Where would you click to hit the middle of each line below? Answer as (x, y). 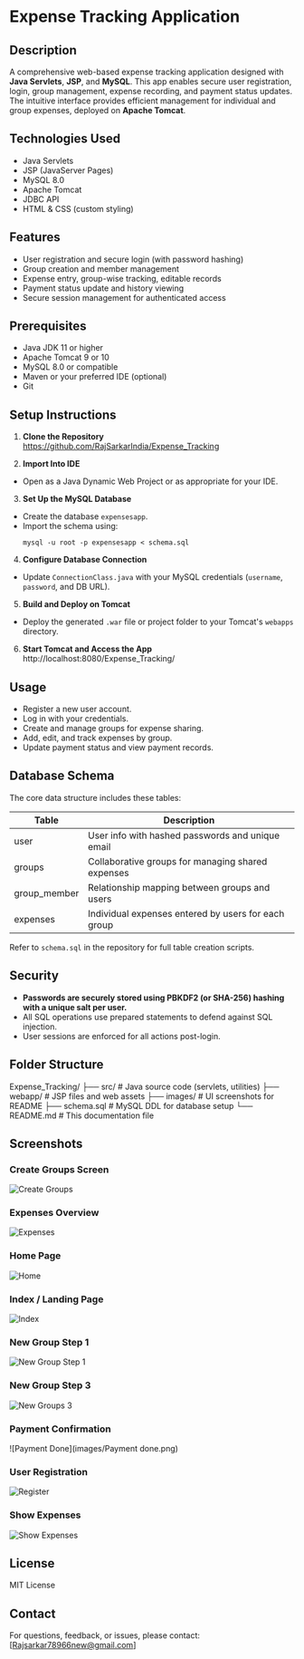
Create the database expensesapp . (85, 516)
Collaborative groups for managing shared (177, 861)
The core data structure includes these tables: (95, 797)
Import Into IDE (51, 464)
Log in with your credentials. (76, 719)
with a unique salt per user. (75, 1007)
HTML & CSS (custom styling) (78, 208)
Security (34, 976)
